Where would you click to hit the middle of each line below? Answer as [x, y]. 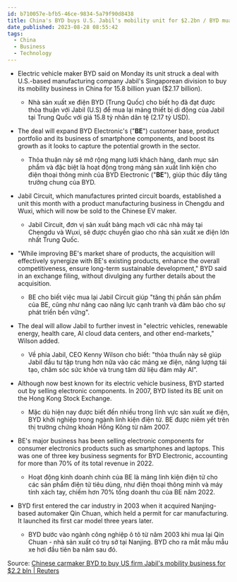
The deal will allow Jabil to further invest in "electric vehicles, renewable [122, 325]
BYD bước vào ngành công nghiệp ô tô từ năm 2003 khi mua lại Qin [126, 534]
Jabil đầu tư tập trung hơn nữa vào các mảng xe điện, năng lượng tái [127, 362]
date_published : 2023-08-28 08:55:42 [63, 27]
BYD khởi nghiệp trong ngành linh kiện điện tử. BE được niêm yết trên [128, 419]
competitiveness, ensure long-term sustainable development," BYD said [122, 268]
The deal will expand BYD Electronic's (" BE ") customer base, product [118, 131]
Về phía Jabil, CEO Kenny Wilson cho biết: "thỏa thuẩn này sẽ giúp [125, 354]
